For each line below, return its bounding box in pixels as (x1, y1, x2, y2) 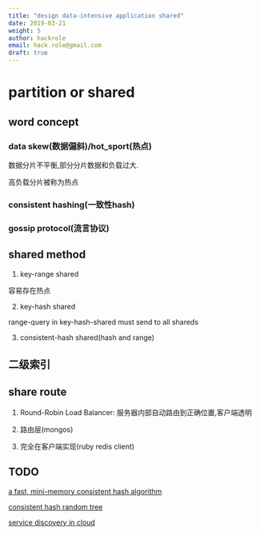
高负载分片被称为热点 (8, 177, 78, 186)
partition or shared (8, 83, 135, 102)
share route (8, 385, 67, 399)
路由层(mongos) (19, 425, 74, 434)
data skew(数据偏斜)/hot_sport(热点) (8, 141, 152, 152)
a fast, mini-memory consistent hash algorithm (8, 486, 162, 496)
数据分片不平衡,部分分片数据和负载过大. (8, 160, 139, 170)
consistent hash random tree (8, 501, 103, 512)
